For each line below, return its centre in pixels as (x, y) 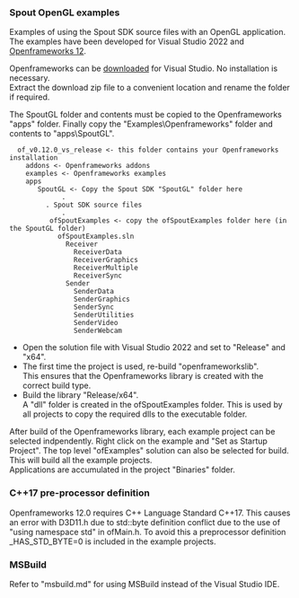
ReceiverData (98, 252)
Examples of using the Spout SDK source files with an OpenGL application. (147, 32)
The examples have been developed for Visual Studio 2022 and (127, 41)
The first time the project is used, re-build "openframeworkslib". (141, 366)
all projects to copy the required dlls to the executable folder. (135, 414)
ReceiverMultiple (106, 268)
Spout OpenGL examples (65, 13)
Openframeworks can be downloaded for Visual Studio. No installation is (144, 68)
